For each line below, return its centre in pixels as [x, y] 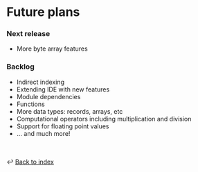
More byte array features [52, 49]
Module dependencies [48, 96]
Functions [31, 104]
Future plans [43, 12]
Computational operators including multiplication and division [104, 119]
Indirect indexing [40, 82]
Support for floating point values [63, 126]
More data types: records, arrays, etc [70, 111]
